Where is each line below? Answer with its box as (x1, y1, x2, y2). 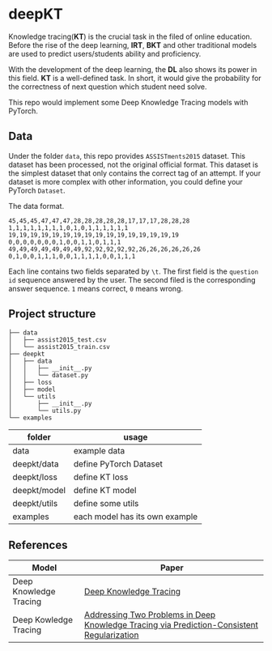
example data (73, 445, 125, 456)
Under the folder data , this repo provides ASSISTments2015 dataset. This (8, 151, 245, 160)
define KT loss (73, 471, 129, 483)
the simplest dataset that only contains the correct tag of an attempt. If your (8, 168, 261, 178)
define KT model (73, 484, 137, 496)
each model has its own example (73, 511, 198, 522)
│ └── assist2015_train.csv (8, 343, 111, 351)
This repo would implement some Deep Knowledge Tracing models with (8, 97, 249, 107)
